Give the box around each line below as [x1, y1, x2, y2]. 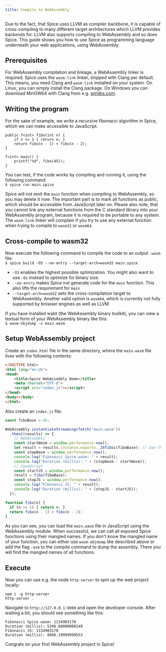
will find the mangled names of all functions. [5, 549, 95, 555]
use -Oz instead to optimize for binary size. [12, 274, 100, 280]
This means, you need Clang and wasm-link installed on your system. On [5, 80, 153, 86]
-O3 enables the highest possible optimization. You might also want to [12, 270, 154, 275]
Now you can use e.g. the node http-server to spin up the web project [5, 577, 149, 583]
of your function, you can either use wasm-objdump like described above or [5, 539, 155, 545]
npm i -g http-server [5, 592, 50, 597]
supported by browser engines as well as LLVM [12, 301, 109, 307]
